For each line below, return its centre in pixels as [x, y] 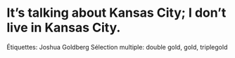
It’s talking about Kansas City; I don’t [116, 13]
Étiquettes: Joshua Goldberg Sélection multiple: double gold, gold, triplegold [117, 47]
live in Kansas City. [64, 28]
